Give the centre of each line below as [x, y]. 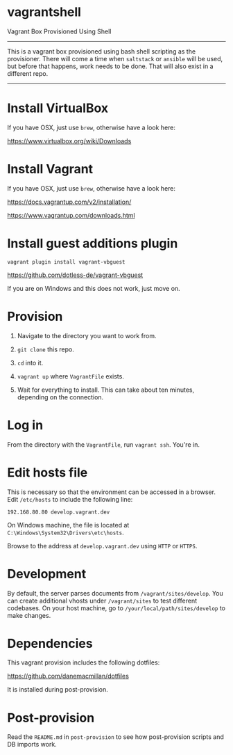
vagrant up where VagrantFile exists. [71, 376]
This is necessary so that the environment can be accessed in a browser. [112, 492]
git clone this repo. [45, 349]
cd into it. [30, 363]
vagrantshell [44, 12]
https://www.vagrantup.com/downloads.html [71, 215]
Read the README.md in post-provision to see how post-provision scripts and [115, 737]
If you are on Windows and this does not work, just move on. [94, 288]
